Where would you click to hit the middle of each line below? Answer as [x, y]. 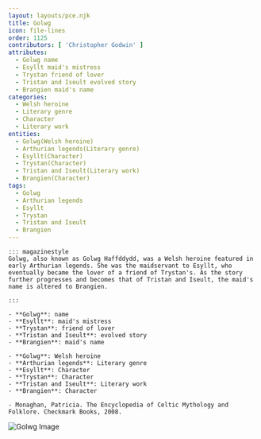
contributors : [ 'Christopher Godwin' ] [76, 45]
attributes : [28, 52]
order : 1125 [28, 38]
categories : [28, 97]
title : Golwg [30, 23]
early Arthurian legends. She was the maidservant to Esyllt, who [120, 266]
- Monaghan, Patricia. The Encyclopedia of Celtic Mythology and [118, 405]
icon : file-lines [37, 30]
